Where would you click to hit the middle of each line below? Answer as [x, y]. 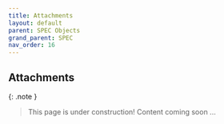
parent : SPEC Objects [44, 30]
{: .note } [23, 96]
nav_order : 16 [32, 45]
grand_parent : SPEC [41, 38]
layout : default [35, 23]
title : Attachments [41, 15]
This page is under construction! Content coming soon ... [122, 111]
